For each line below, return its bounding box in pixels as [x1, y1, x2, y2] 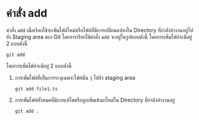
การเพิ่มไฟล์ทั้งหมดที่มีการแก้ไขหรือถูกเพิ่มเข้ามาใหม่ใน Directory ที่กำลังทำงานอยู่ [14, 96, 175, 103]
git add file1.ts [14, 86, 58, 92]
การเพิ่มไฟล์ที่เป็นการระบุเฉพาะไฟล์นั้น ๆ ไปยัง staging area [14, 74, 135, 81]
